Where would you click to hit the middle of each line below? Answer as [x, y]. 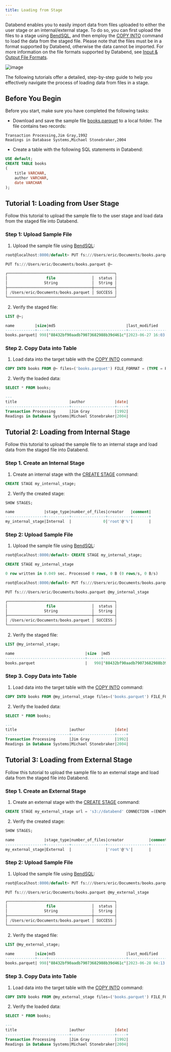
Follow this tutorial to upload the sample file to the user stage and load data [84, 216]
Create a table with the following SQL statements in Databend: [78, 149]
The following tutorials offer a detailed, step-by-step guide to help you [79, 77]
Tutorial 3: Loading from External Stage [69, 760]
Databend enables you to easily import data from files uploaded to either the [85, 25]
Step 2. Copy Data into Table [41, 348]
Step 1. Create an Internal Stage [45, 463]
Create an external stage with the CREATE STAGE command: [76, 802]
